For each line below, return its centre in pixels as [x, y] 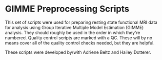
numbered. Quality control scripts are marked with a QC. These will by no [79, 38]
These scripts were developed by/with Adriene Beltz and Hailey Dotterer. [78, 52]
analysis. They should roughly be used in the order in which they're [73, 32]
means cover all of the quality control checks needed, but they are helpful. [80, 43]
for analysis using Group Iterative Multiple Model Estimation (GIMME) [74, 27]
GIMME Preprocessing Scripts [67, 9]
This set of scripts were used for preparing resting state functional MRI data [81, 22]
